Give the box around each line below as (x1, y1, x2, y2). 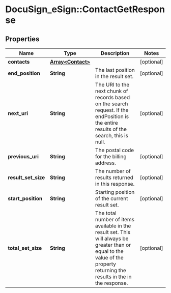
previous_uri (8, 153, 39, 160)
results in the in (95, 273, 132, 280)
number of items (95, 216, 135, 223)
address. (95, 159, 116, 166)
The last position (95, 67, 135, 73)
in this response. (95, 181, 135, 187)
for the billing (95, 153, 127, 160)
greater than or (95, 242, 131, 248)
